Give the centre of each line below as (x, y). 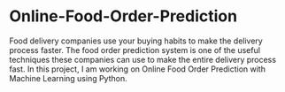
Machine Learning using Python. (68, 78)
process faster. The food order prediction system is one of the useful (135, 50)
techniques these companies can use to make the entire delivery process (143, 59)
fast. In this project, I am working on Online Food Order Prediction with (137, 69)
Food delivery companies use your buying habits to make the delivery (136, 41)
